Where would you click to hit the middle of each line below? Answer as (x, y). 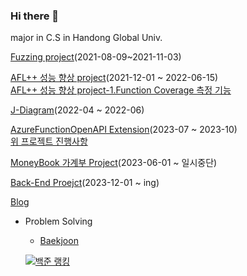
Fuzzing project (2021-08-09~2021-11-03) (96, 57)
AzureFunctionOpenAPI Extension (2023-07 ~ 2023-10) (124, 130)
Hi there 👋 (35, 16)
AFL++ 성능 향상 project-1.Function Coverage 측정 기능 (121, 90)
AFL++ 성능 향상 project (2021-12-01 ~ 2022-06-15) (114, 78)
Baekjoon (59, 241)
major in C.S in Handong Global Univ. (86, 38)
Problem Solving (58, 221)
